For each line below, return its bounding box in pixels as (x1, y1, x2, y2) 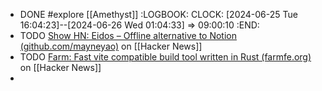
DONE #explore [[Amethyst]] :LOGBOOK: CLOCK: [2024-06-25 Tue (19, 9, 298, 20)
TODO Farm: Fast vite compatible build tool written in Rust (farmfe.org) (19, 51, 312, 63)
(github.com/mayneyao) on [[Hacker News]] (19, 40, 203, 52)
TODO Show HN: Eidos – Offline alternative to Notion (19, 30, 238, 41)
